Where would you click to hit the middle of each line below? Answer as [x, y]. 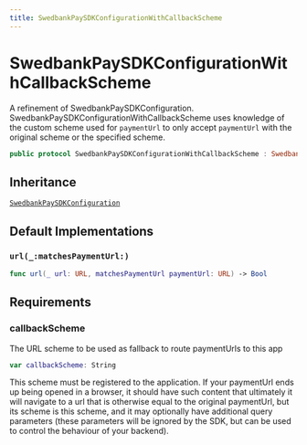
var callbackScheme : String [63, 365]
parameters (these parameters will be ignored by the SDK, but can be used [151, 421]
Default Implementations [81, 231]
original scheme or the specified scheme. [88, 137]
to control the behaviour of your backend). [89, 431]
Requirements [50, 302]
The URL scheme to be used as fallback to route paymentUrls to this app [146, 348]
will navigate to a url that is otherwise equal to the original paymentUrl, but [149, 402]
